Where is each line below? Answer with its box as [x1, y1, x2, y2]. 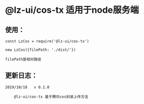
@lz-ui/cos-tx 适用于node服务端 [5, 4, 139, 16]
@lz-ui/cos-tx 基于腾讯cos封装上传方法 [14, 94, 89, 99]
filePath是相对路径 [5, 57, 41, 62]
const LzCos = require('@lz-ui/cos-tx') [5, 39, 90, 44]
